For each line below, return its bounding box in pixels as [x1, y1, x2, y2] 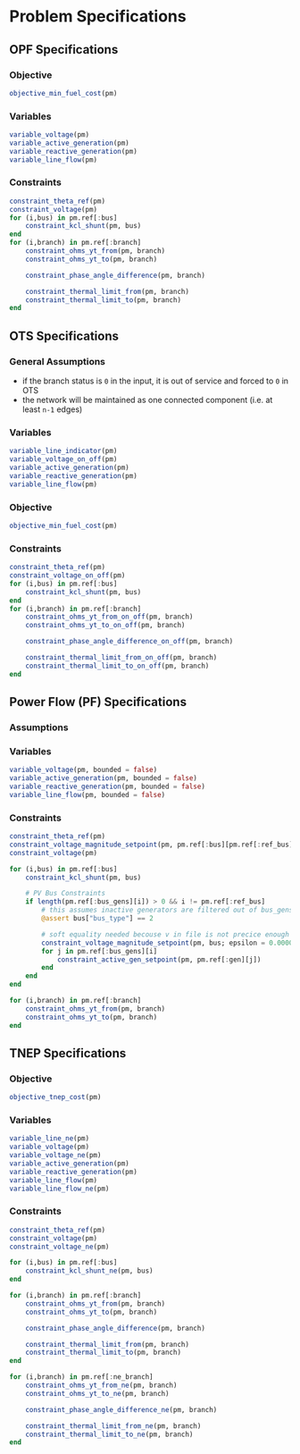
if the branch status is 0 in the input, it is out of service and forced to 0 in [21, 375, 288, 386]
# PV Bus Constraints [25, 889, 105, 898]
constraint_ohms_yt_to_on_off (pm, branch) [25, 621, 186, 630]
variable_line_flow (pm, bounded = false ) [9, 790, 166, 799]
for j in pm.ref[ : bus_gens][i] [41, 946, 158, 955]
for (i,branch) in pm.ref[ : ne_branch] [9, 1373, 154, 1382]
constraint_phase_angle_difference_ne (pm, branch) [25, 1405, 218, 1414]
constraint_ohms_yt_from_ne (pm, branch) [25, 1381, 178, 1391]
